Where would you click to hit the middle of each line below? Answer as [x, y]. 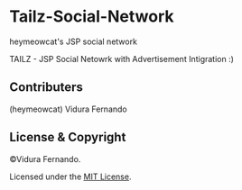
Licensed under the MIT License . [70, 176]
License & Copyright [68, 137]
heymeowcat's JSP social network [74, 41]
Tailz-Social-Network [92, 17]
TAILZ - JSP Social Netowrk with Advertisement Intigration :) [122, 59]
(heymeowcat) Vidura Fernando [69, 109]
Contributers [47, 87]
